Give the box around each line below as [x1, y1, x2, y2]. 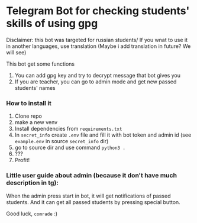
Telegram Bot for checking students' [6, 4, 190, 18]
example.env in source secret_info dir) [14, 138, 109, 145]
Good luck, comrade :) [6, 210, 58, 217]
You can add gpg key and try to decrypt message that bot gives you [14, 72, 181, 79]
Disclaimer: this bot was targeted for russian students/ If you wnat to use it [6, 36, 188, 43]
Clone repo [14, 112, 43, 119]
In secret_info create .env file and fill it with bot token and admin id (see [14, 131, 192, 138]
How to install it [6, 99, 52, 107]
